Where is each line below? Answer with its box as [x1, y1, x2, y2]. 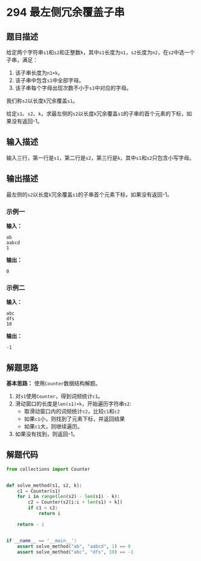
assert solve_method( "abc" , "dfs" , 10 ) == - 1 [17, 549, 134, 555]
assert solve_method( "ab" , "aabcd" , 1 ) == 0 [17, 543, 131, 550]
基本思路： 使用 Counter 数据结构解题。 [6, 379, 101, 387]
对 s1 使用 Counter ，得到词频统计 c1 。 [14, 393, 104, 400]
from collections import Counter [6, 466, 91, 472]
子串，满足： [6, 56, 38, 64]
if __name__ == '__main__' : [6, 537, 77, 543]
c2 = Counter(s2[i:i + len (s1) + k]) [28, 499, 123, 505]
